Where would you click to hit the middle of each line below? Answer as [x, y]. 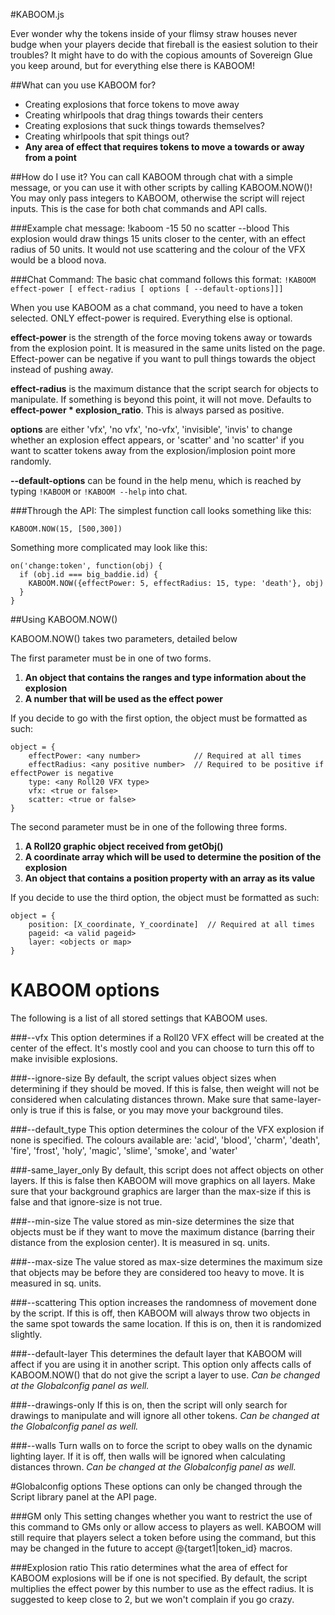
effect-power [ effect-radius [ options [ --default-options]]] [147, 289]
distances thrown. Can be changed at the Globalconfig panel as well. [153, 1466]
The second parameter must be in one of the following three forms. [149, 827]
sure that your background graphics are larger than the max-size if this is [161, 1191]
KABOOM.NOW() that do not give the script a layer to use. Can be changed [165, 1375]
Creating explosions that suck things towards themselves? [145, 125]
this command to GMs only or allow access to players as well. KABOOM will [166, 1526]
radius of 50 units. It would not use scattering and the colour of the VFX [158, 249]
